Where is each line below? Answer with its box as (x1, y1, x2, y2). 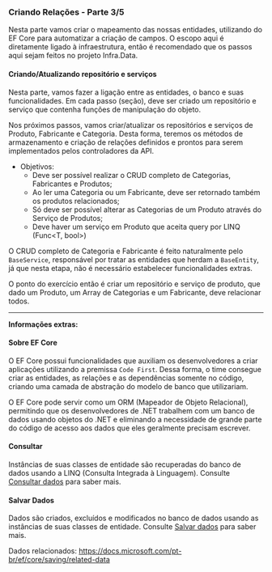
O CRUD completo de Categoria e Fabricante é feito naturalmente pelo (8, 246, 244, 256)
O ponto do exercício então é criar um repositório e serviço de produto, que (8, 278, 261, 289)
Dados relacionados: (8, 546, 78, 556)
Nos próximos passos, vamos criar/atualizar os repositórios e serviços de (8, 120, 253, 129)
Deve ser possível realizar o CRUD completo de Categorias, (32, 170, 232, 180)
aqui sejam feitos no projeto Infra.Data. (8, 51, 138, 61)
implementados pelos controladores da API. (8, 146, 155, 155)
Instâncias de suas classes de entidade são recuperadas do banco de (8, 460, 241, 469)
